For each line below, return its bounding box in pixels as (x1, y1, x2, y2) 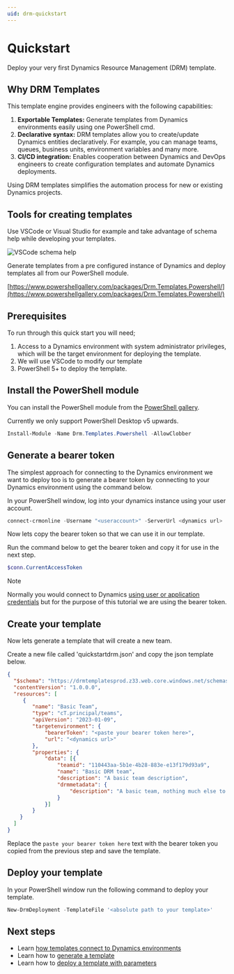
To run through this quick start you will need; (7, 329, 136, 337)
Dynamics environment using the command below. (7, 483, 153, 491)
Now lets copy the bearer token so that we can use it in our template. (7, 530, 205, 538)
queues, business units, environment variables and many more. (17, 145, 199, 153)
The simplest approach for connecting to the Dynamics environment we (7, 468, 213, 477)
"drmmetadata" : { (56, 781, 108, 788)
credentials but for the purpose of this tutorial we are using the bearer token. (7, 598, 227, 606)
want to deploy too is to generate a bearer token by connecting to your (7, 475, 210, 484)
